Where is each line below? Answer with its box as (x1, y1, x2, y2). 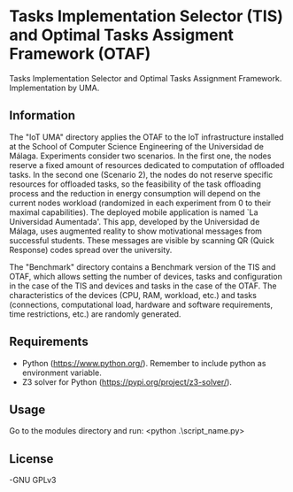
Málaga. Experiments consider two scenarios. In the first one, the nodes (9, 150, 272, 161)
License (9, 451, 54, 466)
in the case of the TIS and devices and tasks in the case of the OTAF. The (9, 281, 277, 291)
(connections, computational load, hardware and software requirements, (9, 299, 273, 310)
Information (9, 108, 76, 123)
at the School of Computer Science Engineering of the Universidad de (9, 141, 264, 151)
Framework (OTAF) (9, 44, 151, 64)
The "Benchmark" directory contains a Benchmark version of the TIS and (9, 261, 276, 272)
